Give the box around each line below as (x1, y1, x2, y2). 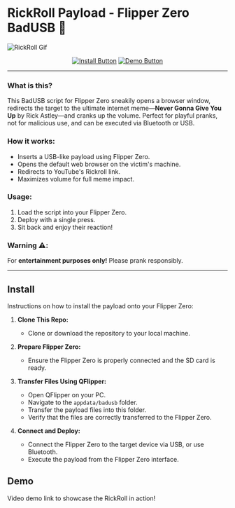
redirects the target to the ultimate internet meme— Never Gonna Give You (7, 104, 222, 113)
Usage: (7, 192, 33, 202)
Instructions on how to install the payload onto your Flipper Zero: (7, 301, 194, 310)
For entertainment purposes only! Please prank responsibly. (7, 256, 183, 265)
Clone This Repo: (17, 315, 69, 324)
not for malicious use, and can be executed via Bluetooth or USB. (7, 119, 195, 128)
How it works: (7, 137, 55, 146)
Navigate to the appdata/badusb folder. (27, 398, 138, 406)
